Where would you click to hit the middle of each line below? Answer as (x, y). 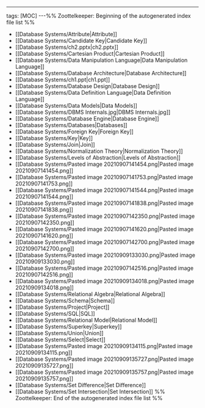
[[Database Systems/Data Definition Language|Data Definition (93, 93)
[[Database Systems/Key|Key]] (54, 138)
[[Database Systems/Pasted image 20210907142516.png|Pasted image (104, 268)
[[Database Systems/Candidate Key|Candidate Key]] (81, 41)
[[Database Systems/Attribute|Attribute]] (66, 34)
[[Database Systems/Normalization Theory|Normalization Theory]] (99, 151)
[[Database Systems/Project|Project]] (62, 307)
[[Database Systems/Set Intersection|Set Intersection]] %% (90, 391)
